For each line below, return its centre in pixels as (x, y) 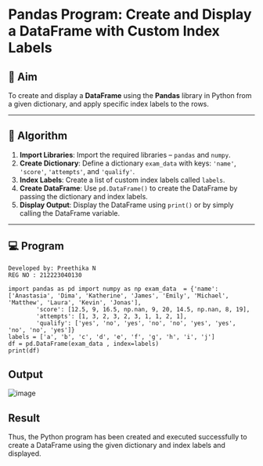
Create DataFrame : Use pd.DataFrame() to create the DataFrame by (128, 188)
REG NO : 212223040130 (45, 275)
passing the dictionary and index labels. (84, 196)
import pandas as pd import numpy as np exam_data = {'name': (113, 289)
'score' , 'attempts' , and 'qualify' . (77, 171)
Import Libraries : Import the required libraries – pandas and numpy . (125, 155)
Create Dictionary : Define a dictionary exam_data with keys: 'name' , (128, 163)
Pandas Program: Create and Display (130, 15)
